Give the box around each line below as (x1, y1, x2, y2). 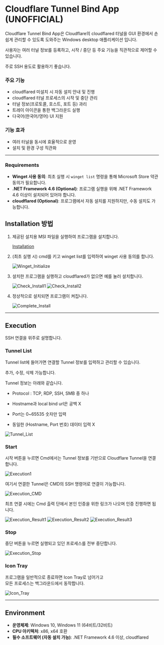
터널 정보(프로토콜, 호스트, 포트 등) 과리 (12, 101, 87, 107)
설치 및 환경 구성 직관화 (12, 145, 57, 151)
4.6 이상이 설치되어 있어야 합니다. (12, 192, 76, 198)
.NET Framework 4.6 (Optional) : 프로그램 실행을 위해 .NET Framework (12, 185, 152, 191)
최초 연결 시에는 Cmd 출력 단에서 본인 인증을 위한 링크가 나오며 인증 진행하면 (5, 501, 151, 507)
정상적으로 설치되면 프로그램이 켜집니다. (12, 293, 88, 299)
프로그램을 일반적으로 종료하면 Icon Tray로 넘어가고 (5, 574, 103, 580)
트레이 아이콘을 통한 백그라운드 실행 (12, 107, 81, 113)
